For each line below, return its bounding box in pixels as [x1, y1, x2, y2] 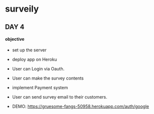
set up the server [12, 47, 47, 53]
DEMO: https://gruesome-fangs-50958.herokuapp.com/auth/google [12, 103, 150, 109]
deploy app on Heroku [12, 56, 57, 62]
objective [5, 36, 25, 42]
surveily [5, 3, 39, 15]
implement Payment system [12, 84, 68, 90]
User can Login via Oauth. [12, 65, 65, 71]
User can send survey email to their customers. [12, 94, 107, 100]
